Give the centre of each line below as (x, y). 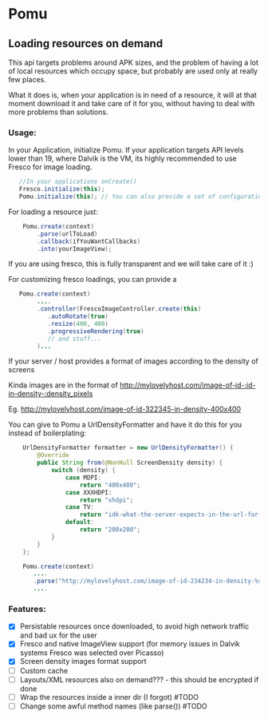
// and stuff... (75, 339)
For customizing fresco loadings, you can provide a (93, 280)
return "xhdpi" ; (106, 500)
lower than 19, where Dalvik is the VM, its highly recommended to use (122, 159)
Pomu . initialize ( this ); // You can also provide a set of (117, 197)
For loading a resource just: (53, 212)
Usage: (23, 133)
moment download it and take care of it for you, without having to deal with (132, 103)
